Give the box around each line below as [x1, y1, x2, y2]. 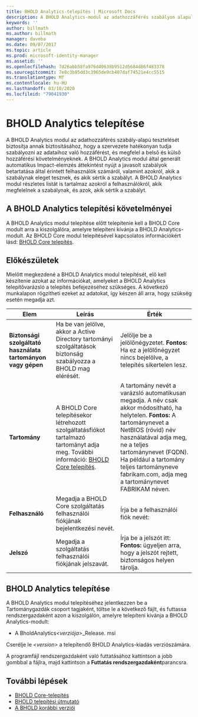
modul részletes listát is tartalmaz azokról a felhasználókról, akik [6, 180, 162, 187]
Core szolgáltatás [55, 502, 105, 511]
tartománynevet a [120, 418, 169, 427]
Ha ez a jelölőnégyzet [120, 346, 180, 354]
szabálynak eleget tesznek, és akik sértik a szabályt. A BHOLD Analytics [6, 174, 182, 181]
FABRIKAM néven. [120, 485, 170, 493]
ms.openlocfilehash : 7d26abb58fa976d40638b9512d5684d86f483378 [6, 63, 165, 70]
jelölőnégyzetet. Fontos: [120, 338, 187, 347]
